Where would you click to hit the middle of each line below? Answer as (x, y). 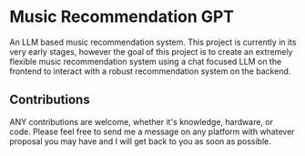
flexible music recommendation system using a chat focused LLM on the (146, 61)
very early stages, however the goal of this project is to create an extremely (151, 51)
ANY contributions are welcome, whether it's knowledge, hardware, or (141, 121)
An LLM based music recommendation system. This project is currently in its (153, 42)
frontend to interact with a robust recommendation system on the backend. (150, 71)
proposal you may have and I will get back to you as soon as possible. (140, 141)
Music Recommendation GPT (122, 17)
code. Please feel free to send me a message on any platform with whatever (152, 131)
